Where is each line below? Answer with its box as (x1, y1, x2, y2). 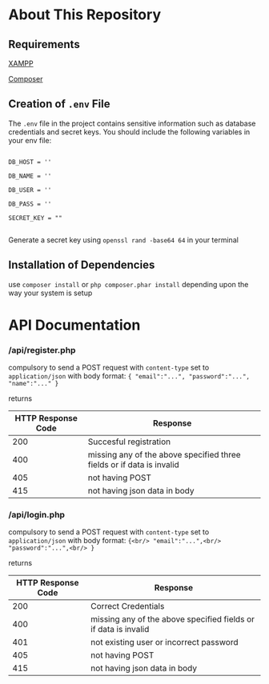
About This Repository (8, 6, 162, 24)
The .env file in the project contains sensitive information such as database (8, 118, 256, 128)
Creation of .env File (8, 98, 110, 111)
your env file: (8, 135, 52, 145)
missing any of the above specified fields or (90, 614, 255, 625)
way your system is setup (8, 288, 93, 298)
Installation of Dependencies (8, 258, 155, 272)
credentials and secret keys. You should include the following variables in (8, 126, 251, 137)
